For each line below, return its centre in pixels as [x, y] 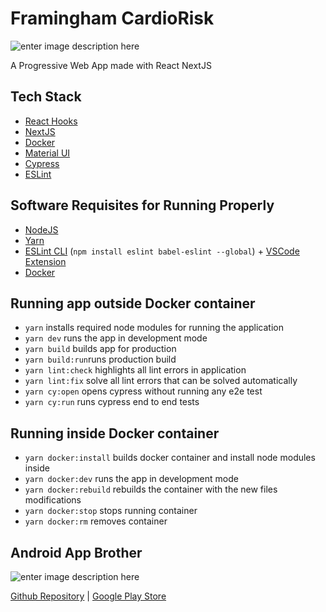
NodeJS [41, 229]
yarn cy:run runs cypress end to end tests [112, 402]
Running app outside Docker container [133, 303]
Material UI [47, 153]
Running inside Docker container [115, 433]
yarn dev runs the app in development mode [116, 338]
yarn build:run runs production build [100, 359]
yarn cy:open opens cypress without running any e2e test [143, 391]
